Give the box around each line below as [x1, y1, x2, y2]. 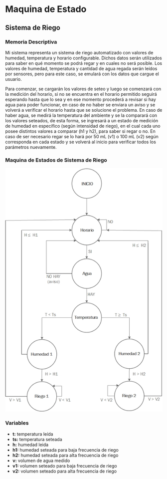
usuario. [5, 76, 22, 82]
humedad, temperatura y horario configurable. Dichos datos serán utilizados [5, 55, 162, 61]
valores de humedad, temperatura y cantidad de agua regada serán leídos [5, 65, 158, 71]
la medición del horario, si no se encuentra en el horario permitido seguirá [5, 91, 157, 97]
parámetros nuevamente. [5, 144, 57, 150]
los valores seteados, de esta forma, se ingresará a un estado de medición [5, 117, 159, 123]
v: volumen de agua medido [12, 458, 70, 464]
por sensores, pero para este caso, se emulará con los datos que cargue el [5, 71, 160, 77]
